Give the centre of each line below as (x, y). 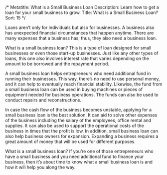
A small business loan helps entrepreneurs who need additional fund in (78, 73)
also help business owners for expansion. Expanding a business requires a (82, 136)
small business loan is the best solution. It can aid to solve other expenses (81, 115)
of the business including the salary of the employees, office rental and (78, 120)
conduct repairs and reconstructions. (43, 100)
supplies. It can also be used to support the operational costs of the (75, 125)
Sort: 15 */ (15, 18)
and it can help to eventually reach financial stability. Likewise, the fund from (84, 84)
